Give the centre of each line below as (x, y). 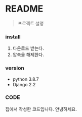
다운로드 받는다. (28, 48)
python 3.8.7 (26, 79)
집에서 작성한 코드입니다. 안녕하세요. (41, 109)
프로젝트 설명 (31, 23)
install (13, 37)
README (24, 9)
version (15, 68)
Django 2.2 (24, 84)
